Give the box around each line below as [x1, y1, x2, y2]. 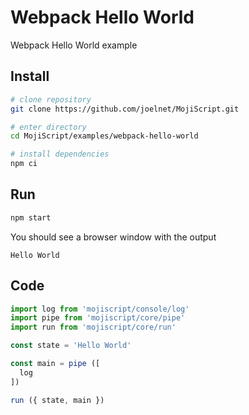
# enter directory [10, 122, 87, 132]
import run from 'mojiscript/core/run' [10, 322, 177, 333]
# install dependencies [10, 149, 110, 160]
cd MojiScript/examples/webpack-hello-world [10, 131, 199, 141]
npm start [10, 212, 52, 223]
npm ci [10, 159, 38, 169]
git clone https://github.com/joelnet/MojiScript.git [10, 104, 240, 114]
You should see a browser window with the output [10, 231, 217, 243]
